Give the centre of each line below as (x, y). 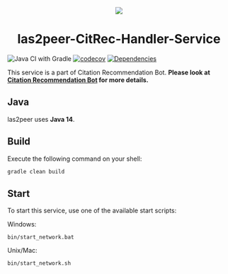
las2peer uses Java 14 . (41, 119)
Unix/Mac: (22, 251)
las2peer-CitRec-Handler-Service (119, 39)
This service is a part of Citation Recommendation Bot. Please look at (109, 72)
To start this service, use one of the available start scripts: (92, 211)
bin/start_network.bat (41, 237)
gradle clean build (36, 171)
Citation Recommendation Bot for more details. (78, 80)
